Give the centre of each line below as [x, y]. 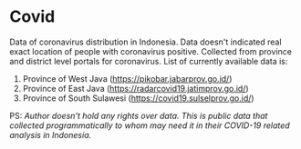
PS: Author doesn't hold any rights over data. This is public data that [139, 115]
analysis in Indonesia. [51, 134]
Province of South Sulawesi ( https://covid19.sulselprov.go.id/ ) [138, 98]
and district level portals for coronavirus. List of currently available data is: [149, 61]
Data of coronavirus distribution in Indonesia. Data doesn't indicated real [145, 42]
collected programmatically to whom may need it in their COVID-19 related [150, 125]
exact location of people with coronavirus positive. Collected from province [150, 51]
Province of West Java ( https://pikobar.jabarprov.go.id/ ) [127, 78]
